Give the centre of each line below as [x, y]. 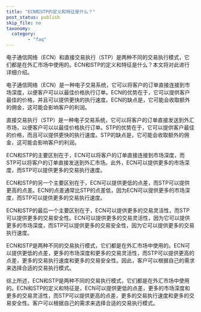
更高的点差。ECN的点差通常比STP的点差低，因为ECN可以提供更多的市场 [96, 190]
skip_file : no [24, 23]
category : [24, 34]
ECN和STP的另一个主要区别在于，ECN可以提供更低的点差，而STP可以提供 [98, 183]
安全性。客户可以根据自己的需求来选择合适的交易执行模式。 [85, 303]
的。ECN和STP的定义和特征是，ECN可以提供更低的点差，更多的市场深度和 [98, 288]
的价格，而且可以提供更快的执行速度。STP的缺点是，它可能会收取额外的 [95, 135]
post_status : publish [33, 17]
